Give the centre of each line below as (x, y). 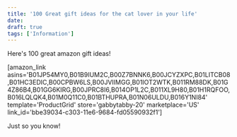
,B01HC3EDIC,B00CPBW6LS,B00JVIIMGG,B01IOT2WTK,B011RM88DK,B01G (118, 83)
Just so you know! (34, 126)
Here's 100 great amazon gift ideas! (59, 54)
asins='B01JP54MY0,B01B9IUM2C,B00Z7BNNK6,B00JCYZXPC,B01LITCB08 (119, 75)
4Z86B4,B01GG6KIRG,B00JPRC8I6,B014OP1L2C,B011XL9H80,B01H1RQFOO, (119, 90)
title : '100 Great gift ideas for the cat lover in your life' (103, 14)
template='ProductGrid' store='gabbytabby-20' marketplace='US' (103, 105)
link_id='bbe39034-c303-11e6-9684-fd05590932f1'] (85, 112)
